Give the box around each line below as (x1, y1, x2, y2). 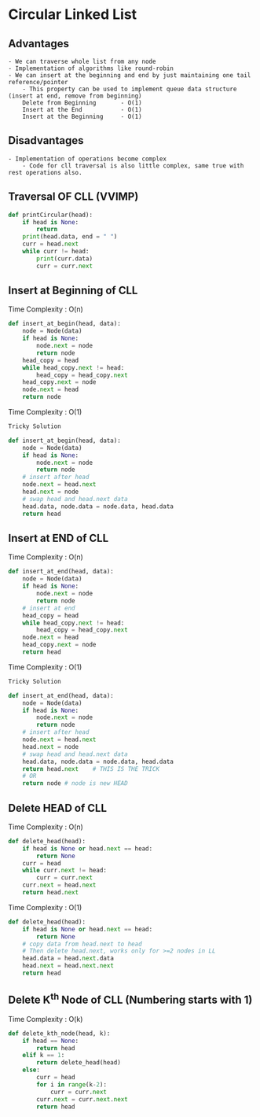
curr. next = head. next (22, 881, 97, 890)
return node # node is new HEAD (22, 780, 128, 787)
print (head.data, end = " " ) (22, 233, 118, 241)
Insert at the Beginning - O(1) (22, 112, 143, 120)
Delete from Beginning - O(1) (22, 99, 143, 107)
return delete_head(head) (36, 1059, 122, 1067)
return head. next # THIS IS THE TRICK (22, 765, 159, 772)
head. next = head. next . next (22, 962, 114, 970)
